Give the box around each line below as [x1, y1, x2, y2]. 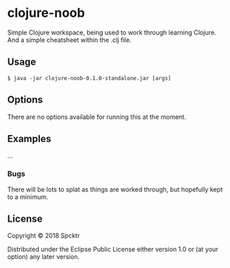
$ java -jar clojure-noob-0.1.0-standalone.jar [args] [7, 75, 172, 82]
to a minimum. [7, 192, 49, 201]
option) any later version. [7, 253, 79, 261]
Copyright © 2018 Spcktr [7, 231, 80, 240]
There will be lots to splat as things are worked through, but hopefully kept [7, 185, 223, 193]
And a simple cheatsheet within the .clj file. [7, 35, 132, 44]
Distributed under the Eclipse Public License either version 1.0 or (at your [7, 245, 219, 254]
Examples [7, 132, 51, 145]
